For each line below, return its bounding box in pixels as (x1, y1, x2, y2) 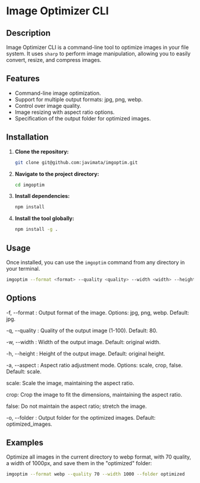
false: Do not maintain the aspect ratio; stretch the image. (6, 402, 147, 410)
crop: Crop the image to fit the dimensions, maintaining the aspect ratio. (6, 391, 183, 398)
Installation (6, 132, 49, 143)
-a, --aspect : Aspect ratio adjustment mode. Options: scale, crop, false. (6, 361, 183, 369)
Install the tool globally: (14, 215, 74, 222)
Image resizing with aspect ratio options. (14, 109, 115, 116)
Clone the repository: (14, 148, 69, 155)
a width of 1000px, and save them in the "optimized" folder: (6, 460, 152, 467)
